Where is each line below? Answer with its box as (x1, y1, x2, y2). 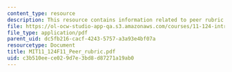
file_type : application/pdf (7, 29, 88, 36)
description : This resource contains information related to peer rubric (7, 16, 224, 23)
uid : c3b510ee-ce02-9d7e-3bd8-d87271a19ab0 (7, 55, 135, 62)
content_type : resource (7, 10, 76, 17)
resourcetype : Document (7, 42, 76, 49)
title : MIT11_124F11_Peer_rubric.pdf (7, 49, 116, 56)
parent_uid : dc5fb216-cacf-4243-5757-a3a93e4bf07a (7, 36, 156, 43)
